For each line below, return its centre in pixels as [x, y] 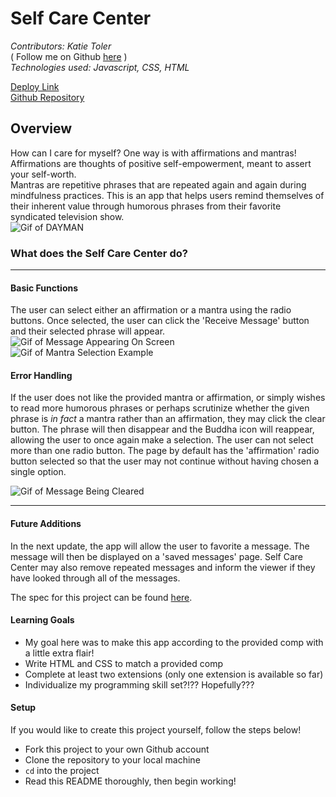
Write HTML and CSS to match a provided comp [123, 663]
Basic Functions [44, 288]
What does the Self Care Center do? [99, 253]
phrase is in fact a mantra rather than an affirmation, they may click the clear [168, 419]
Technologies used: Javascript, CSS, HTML [100, 67]
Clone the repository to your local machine [112, 760]
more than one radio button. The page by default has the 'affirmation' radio [165, 451]
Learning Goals [42, 620]
